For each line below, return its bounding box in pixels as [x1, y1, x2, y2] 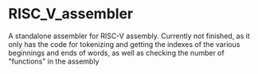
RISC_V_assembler [8, 5, 134, 23]
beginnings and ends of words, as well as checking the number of [8, 48, 225, 57]
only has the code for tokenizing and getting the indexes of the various [8, 39, 240, 49]
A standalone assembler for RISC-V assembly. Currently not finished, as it [8, 31, 251, 41]
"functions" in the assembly [8, 56, 100, 66]
